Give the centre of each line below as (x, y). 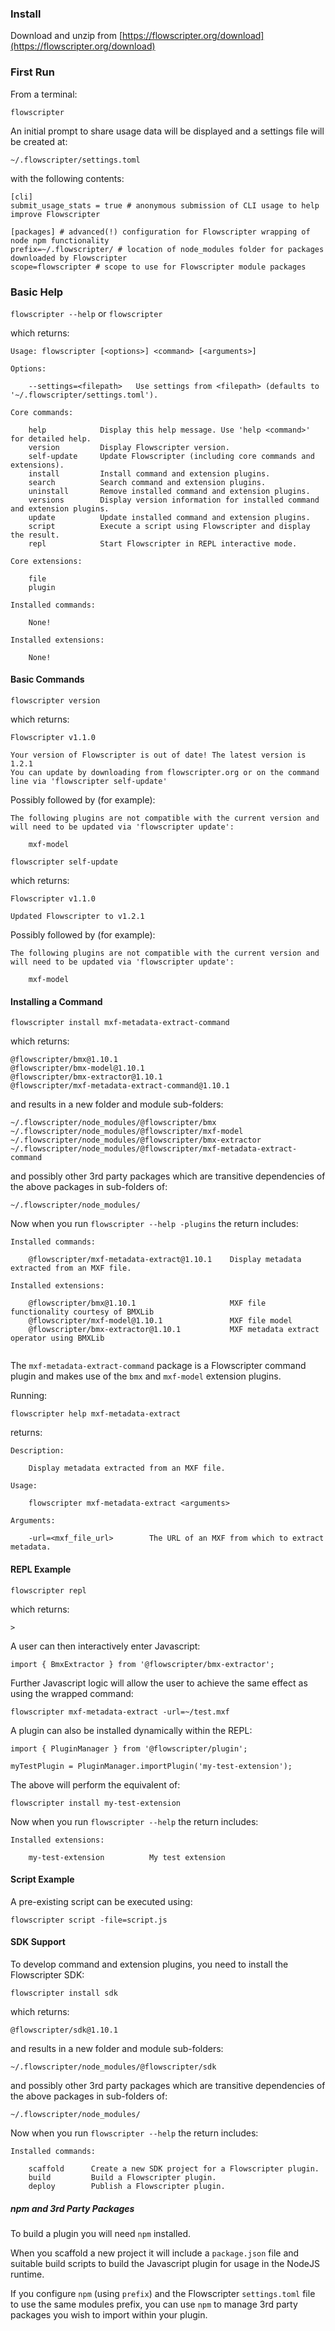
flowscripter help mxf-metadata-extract (96, 1414)
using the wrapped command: (72, 1693)
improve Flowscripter (55, 214)
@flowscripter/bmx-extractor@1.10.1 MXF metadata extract (174, 1330)
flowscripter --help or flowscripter (86, 313)
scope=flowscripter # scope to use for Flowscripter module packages (158, 267)
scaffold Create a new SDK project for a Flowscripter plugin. (174, 2168)
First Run (32, 72)
